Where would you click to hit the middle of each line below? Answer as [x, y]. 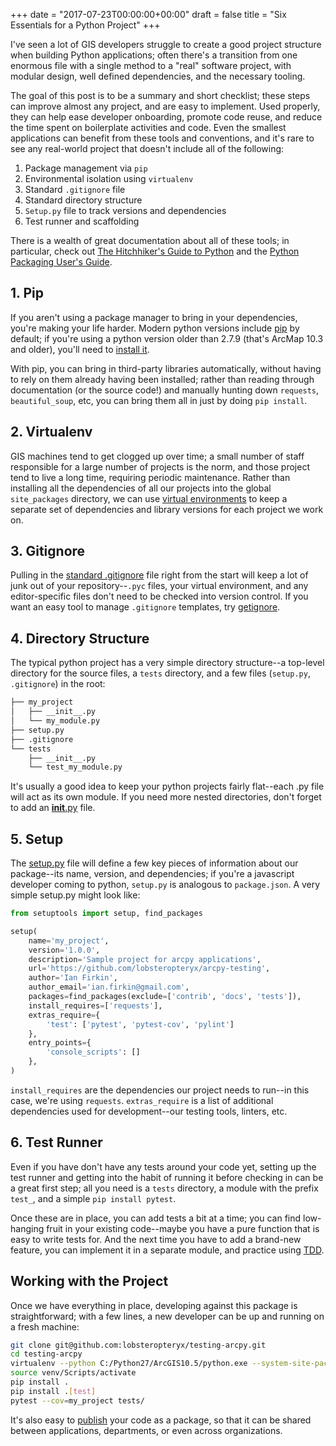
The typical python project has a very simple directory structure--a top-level [167, 663]
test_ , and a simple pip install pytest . [93, 1198]
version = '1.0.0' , [64, 950]
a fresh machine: [45, 1326]
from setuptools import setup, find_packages [106, 914]
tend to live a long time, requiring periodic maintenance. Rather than [150, 477]
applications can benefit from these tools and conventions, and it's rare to [162, 138]
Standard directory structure [83, 200]
